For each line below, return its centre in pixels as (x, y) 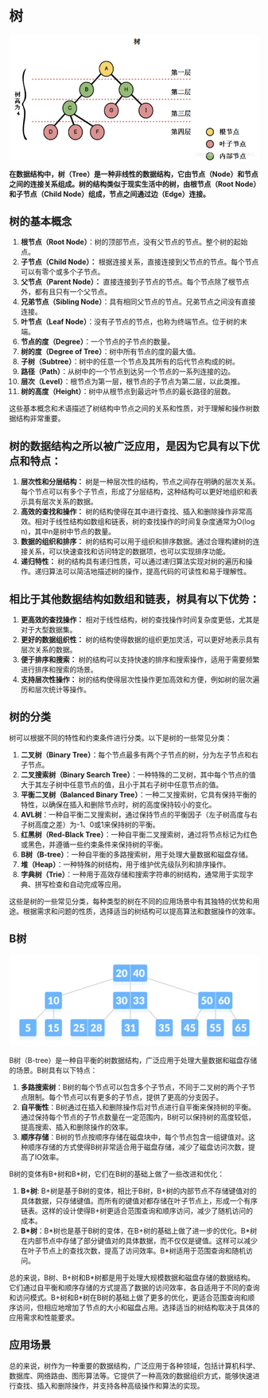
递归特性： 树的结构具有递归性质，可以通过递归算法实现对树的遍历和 (133, 561)
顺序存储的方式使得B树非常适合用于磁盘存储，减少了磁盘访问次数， (138, 1147)
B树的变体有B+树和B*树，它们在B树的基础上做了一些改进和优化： (117, 1174)
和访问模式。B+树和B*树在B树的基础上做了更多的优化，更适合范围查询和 (128, 1298)
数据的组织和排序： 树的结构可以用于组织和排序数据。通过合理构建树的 (136, 541)
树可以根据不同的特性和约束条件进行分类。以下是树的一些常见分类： (120, 738)
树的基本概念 (41, 221)
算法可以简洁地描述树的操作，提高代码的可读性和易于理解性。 (150, 572)
